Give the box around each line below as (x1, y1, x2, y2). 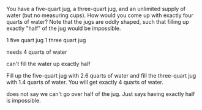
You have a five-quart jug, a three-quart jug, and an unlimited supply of (6, 5, 186, 12)
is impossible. (6, 97, 41, 104)
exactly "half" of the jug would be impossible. (6, 24, 121, 32)
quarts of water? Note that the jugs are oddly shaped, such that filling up (6, 18, 190, 25)
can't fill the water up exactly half (6, 61, 91, 67)
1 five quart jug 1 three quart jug (6, 37, 86, 43)
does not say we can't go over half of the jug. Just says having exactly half (6, 90, 195, 97)
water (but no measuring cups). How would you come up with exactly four (6, 12, 194, 19)
